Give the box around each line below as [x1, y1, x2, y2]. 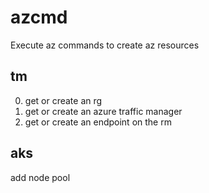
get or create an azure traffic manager [24, 105, 183, 117]
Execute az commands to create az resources [10, 39, 200, 51]
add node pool [10, 171, 71, 183]
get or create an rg [24, 94, 103, 106]
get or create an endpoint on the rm [24, 116, 172, 128]
